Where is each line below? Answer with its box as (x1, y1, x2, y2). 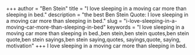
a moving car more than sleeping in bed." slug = (6, 18, 123, 24)
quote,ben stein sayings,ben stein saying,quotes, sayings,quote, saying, (6, 36, 181, 43)
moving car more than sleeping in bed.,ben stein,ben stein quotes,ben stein (6, 30, 190, 37)
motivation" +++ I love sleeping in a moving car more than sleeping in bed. (6, 42, 187, 49)
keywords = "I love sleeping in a (107, 23, 184, 30)
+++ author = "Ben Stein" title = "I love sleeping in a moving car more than (6, 5, 187, 12)
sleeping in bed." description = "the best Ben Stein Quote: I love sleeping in (6, 11, 189, 18)
